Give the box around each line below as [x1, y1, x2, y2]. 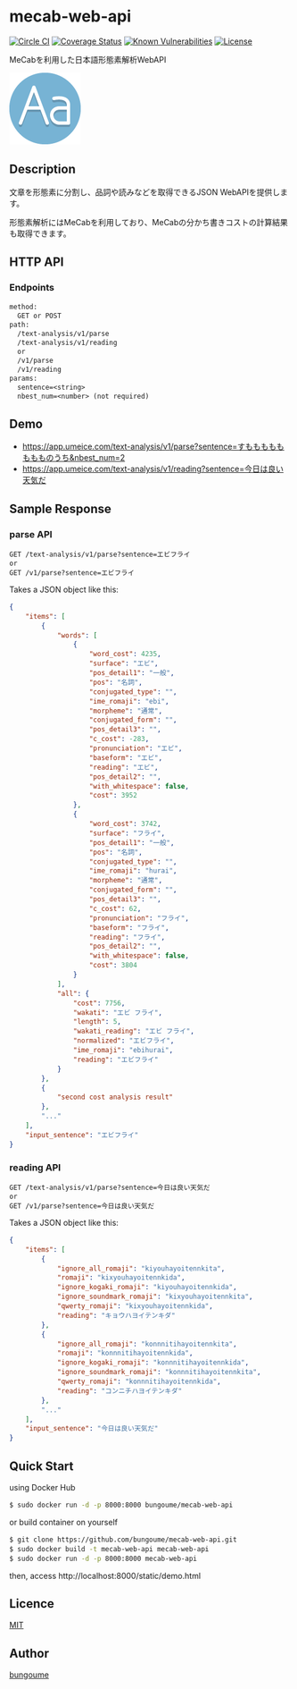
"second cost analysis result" [56, 1093, 174, 1102]
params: [9, 374, 38, 384]
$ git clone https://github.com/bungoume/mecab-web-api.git [9, 1535, 238, 1544]
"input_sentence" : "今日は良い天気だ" [25, 1424, 159, 1433]
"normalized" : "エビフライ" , [72, 1036, 175, 1045]
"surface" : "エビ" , [88, 659, 159, 668]
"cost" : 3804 [88, 961, 138, 970]
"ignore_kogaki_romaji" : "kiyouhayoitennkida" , [56, 1283, 238, 1292]
